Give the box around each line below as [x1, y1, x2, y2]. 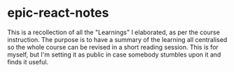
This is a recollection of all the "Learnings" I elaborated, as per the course [7, 28, 221, 36]
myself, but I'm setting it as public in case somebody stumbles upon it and [7, 50, 221, 59]
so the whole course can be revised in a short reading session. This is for [7, 43, 219, 51]
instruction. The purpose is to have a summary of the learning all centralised [7, 35, 228, 43]
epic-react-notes [7, 5, 109, 21]
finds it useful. [7, 57, 49, 66]
